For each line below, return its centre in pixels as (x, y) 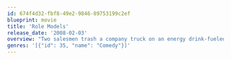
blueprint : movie (32, 20)
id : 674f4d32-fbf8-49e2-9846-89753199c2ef (69, 13)
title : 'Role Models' (38, 26)
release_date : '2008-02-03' (47, 33)
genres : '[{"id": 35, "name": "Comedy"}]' (69, 46)
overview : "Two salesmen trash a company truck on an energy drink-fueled (117, 39)
